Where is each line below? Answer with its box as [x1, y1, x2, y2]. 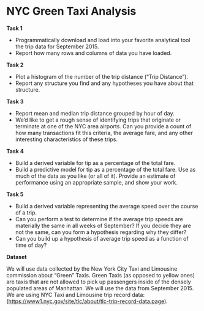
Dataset [6, 253, 27, 260]
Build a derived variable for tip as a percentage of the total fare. [15, 159, 176, 166]
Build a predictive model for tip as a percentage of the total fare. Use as [15, 166, 196, 173]
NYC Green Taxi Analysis [6, 4, 137, 18]
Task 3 [6, 98, 24, 105]
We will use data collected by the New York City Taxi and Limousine [6, 265, 178, 273]
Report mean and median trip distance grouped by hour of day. [15, 109, 175, 117]
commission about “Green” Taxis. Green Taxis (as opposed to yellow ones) [6, 271, 195, 279]
